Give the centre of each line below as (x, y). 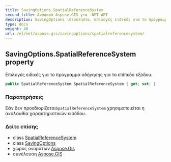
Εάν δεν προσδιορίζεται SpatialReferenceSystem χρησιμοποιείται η (75, 108)
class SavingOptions (34, 143)
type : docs (17, 24)
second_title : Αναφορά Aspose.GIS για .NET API (57, 15)
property (20, 62)
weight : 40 (17, 29)
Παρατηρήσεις (24, 97)
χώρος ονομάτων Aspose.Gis (44, 149)
